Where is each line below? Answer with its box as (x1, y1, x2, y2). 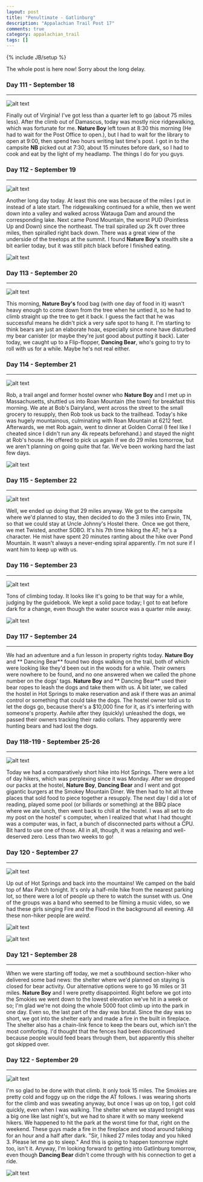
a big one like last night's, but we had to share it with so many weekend (6, 1113, 184, 1120)
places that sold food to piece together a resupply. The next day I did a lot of (6, 795, 197, 802)
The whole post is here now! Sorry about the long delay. (6, 65, 146, 73)
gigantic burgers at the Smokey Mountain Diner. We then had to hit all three (6, 788, 193, 795)
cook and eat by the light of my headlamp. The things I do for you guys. (6, 150, 184, 158)
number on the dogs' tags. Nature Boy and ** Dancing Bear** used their (6, 677, 187, 685)
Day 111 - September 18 (6, 80, 75, 88)
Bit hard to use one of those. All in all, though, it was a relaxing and (6, 827, 172, 834)
